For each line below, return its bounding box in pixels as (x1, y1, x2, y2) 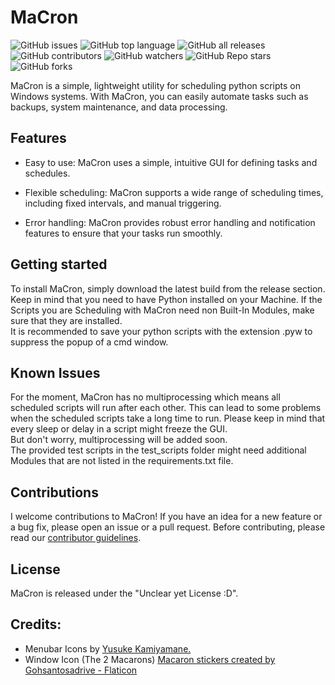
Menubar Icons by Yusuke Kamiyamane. (24, 642, 192, 655)
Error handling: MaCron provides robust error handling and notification (24, 216, 316, 228)
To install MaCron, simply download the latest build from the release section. (10, 282, 326, 295)
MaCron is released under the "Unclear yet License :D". (10, 587, 239, 599)
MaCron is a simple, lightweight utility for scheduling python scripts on (10, 79, 301, 91)
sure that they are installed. (10, 314, 123, 326)
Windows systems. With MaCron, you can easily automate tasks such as (10, 90, 309, 102)
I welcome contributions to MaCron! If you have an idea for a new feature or (10, 511, 323, 523)
